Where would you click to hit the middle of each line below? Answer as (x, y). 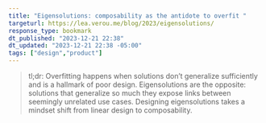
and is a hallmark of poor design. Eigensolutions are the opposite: (137, 84)
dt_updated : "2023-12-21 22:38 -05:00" (75, 46)
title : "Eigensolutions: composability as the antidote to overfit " (128, 16)
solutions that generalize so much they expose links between (129, 93)
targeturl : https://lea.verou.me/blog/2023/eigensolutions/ (112, 23)
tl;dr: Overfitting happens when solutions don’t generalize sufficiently (143, 76)
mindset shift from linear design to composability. (110, 110)
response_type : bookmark (50, 31)
